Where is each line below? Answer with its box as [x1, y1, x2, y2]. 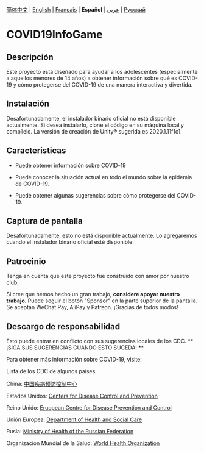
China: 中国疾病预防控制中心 [6, 380, 77, 388]
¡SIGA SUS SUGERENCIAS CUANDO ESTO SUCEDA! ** [6, 344, 144, 351]
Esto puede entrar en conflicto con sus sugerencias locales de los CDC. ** [6, 338, 194, 345]
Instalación [6, 99, 50, 109]
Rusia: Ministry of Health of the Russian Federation [6, 428, 134, 435]
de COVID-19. [15, 180, 50, 187]
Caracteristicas [6, 146, 66, 156]
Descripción [6, 52, 54, 62]
